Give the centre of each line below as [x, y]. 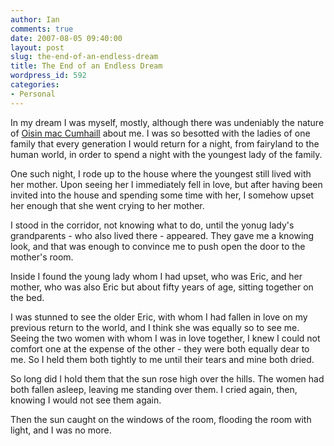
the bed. [27, 297]
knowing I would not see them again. [86, 400]
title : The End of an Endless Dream [86, 66]
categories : [35, 85]
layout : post [37, 47]
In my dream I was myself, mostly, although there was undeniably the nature [167, 122]
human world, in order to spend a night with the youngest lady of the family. [166, 154]
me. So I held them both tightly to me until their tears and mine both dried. [162, 359]
